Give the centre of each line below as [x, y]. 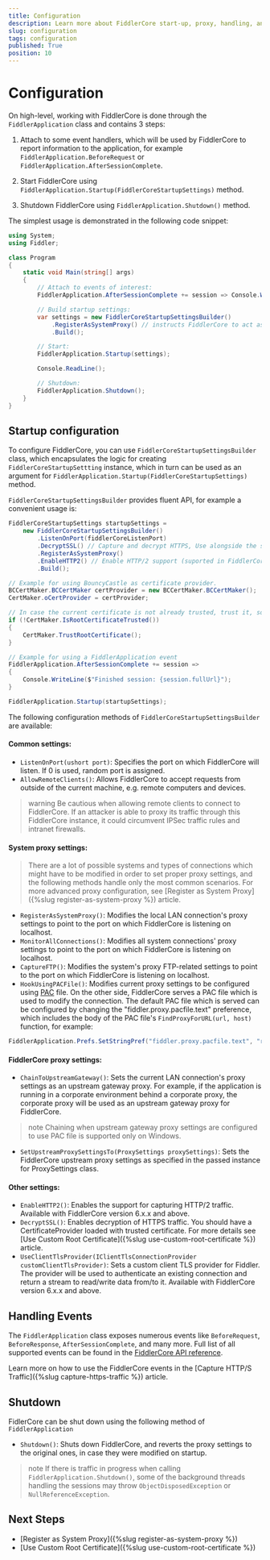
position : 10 [30, 53]
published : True [35, 46]
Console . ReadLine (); [72, 369]
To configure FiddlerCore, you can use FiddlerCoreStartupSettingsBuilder [133, 450]
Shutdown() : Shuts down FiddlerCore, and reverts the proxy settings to [136, 1445]
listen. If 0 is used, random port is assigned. [92, 770]
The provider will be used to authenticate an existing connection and [133, 1274]
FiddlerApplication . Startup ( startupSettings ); [88, 701]
